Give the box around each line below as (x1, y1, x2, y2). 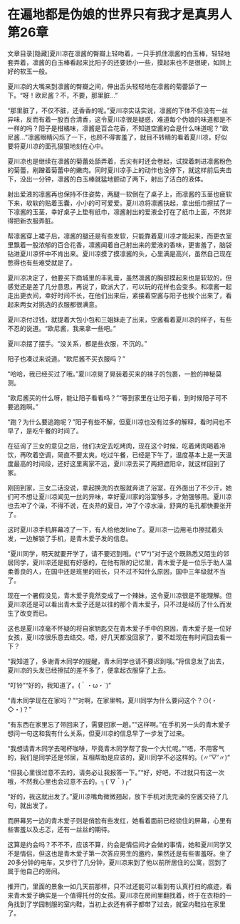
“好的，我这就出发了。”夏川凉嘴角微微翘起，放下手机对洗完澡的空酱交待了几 (7, 792, 229, 801)
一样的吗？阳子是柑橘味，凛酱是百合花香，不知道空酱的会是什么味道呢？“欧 (7, 124, 229, 132)
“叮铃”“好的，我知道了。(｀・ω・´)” (7, 681, 112, 689)
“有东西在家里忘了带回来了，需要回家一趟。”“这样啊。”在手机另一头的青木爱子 (7, 720, 231, 728)
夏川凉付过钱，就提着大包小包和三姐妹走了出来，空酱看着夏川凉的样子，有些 (7, 315, 232, 324)
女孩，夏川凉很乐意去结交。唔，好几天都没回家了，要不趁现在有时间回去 (7, 633, 219, 641)
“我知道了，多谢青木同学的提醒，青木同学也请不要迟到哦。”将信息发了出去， (7, 656, 229, 666)
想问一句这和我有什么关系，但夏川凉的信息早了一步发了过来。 (7, 729, 189, 737)
